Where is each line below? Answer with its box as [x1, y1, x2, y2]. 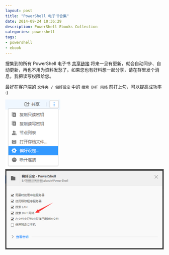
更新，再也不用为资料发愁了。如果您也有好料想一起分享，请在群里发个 [9, 67, 155, 73]
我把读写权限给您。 [14, 73, 54, 79]
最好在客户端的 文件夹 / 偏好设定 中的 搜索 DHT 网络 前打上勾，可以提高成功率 [5, 84, 162, 90]
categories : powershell [5, 29, 55, 35]
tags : [5, 35, 17, 40]
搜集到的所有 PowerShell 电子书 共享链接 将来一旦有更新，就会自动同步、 [5, 60, 157, 67]
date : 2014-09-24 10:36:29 [5, 19, 62, 24]
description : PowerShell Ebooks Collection [5, 24, 98, 29]
